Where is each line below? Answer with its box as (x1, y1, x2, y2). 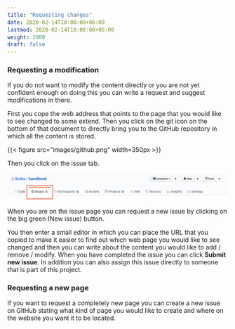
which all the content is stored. (7, 132, 96, 141)
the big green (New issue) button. (7, 214, 105, 223)
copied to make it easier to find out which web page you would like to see (7, 236, 220, 244)
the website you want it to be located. (7, 314, 116, 323)
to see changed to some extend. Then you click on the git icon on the (7, 117, 208, 126)
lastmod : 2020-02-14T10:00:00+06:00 (7, 26, 114, 33)
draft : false (7, 41, 46, 49)
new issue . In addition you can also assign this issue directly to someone (7, 257, 219, 266)
